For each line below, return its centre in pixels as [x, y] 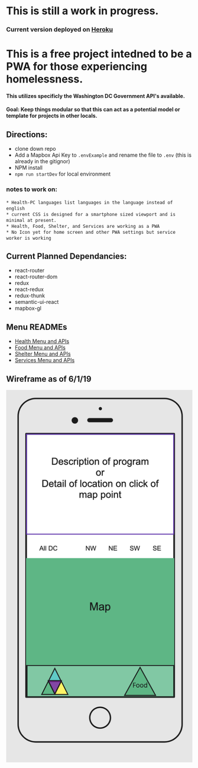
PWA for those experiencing [77, 67]
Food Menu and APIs [40, 348]
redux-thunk [30, 296]
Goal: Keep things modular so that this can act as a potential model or [93, 110]
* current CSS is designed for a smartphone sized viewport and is [91, 214]
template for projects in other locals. [52, 116]
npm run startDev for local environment [63, 174]
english [16, 208]
